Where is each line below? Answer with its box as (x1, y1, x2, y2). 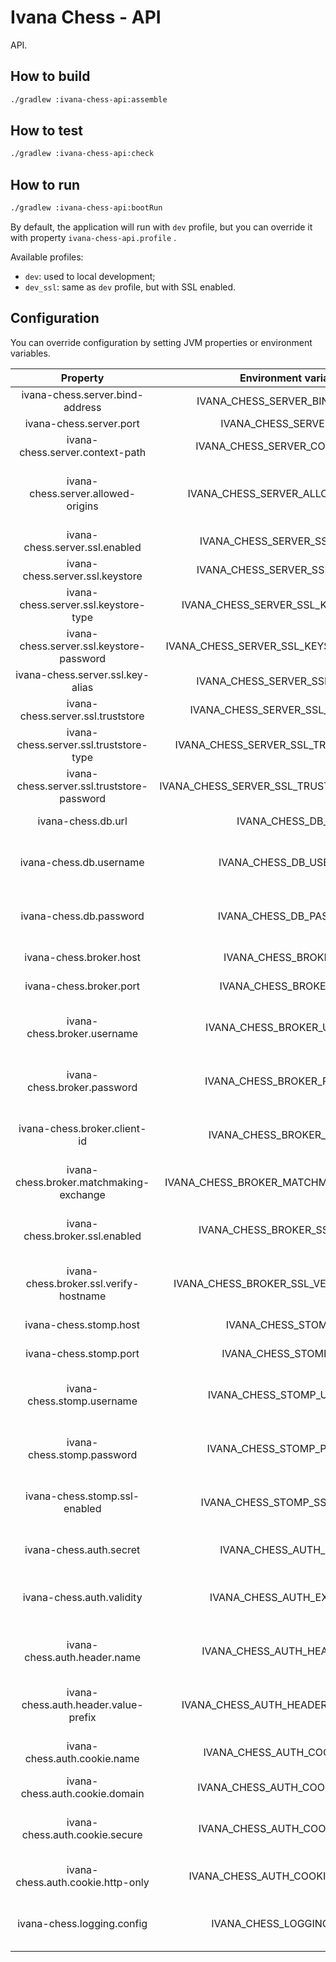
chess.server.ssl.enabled (23, 540, 142, 554)
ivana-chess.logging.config (17, 1916, 148, 1930)
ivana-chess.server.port (24, 416, 140, 430)
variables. (10, 347, 51, 359)
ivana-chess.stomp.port (25, 1346, 140, 1360)
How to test (10, 122, 83, 140)
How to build (10, 68, 91, 85)
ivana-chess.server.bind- (21, 387, 144, 401)
